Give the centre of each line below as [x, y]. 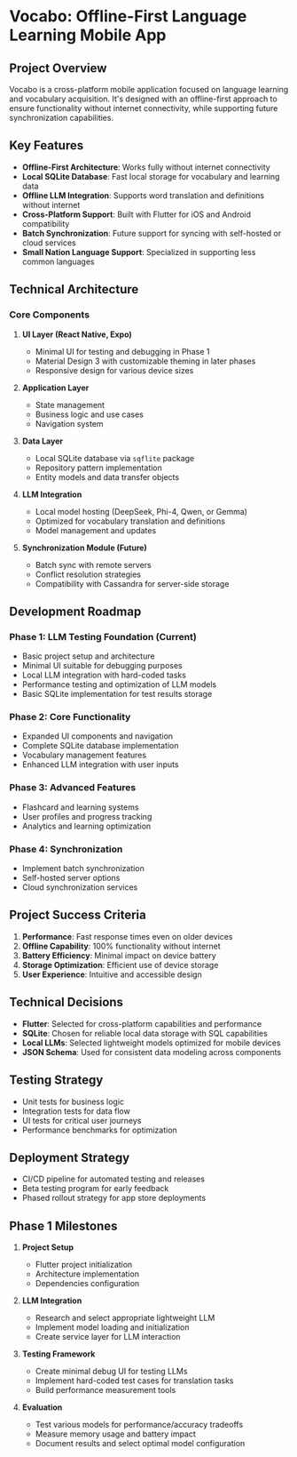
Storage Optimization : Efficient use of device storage [120, 965]
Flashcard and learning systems [80, 807]
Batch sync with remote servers [94, 564]
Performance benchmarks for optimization [99, 1130]
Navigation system [69, 423]
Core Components [50, 315]
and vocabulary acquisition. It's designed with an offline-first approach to [143, 99]
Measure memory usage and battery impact [116, 1434]
